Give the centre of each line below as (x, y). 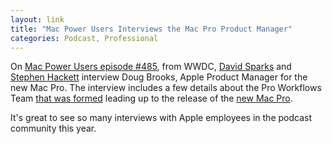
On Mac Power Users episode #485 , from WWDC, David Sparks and (151, 67)
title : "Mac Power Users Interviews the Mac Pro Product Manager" (151, 29)
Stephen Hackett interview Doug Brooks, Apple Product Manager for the (159, 77)
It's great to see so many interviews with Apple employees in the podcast (161, 118)
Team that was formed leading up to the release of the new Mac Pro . (151, 98)
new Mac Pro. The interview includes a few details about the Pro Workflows (166, 88)
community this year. (53, 128)
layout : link (37, 19)
